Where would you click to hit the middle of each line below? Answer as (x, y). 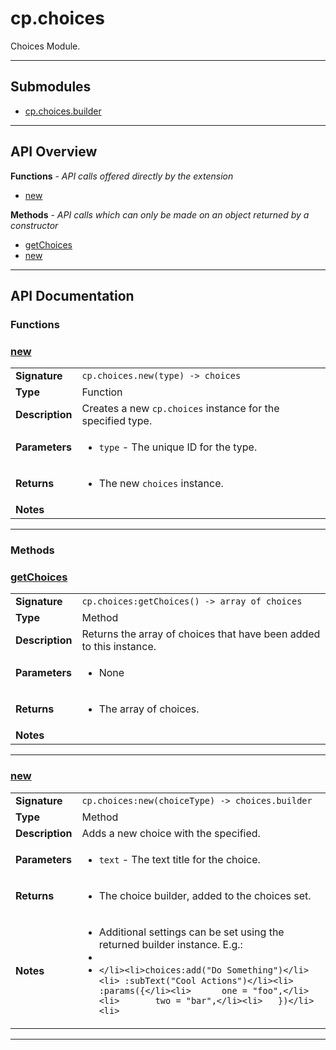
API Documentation (72, 295)
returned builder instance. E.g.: (170, 944)
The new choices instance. (161, 484)
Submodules (51, 87)
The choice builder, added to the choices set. (205, 895)
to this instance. (119, 647)
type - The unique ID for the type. (178, 447)
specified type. (117, 421)
